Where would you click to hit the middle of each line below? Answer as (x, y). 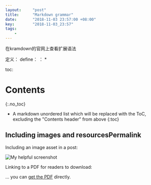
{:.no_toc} (15, 104)
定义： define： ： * (26, 59)
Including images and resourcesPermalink (73, 135)
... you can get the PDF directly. (38, 177)
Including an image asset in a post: (42, 147)
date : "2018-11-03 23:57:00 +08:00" (51, 19)
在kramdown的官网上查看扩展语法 (41, 48)
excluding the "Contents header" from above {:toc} (66, 119)
